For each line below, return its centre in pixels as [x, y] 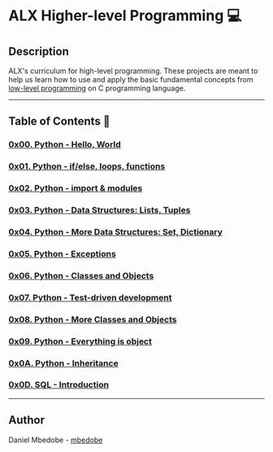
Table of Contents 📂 [59, 122]
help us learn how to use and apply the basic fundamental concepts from [131, 79]
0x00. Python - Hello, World [65, 145]
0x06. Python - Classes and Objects [81, 275]
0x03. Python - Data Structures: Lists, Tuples [100, 210]
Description [39, 51]
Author [26, 420]
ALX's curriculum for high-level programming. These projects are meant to [133, 71]
